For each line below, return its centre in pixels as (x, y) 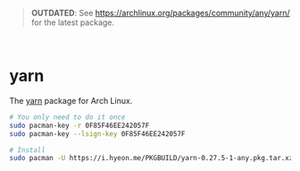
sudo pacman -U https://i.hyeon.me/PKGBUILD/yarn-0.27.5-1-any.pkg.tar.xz (151, 158)
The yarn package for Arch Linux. (71, 100)
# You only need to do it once (67, 117)
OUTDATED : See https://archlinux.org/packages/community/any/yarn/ (160, 13)
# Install (28, 150)
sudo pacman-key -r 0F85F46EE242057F (79, 125)
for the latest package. (72, 22)
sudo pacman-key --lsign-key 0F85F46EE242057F (97, 133)
